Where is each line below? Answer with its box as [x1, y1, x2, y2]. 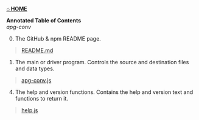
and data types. [15, 65, 55, 72]
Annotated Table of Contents [6, 17, 82, 24]
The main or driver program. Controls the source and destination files [15, 59, 189, 65]
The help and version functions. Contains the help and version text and [15, 88, 194, 96]
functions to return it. [15, 95, 69, 102]
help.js [21, 107, 38, 114]
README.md [21, 47, 54, 54]
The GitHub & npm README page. [15, 35, 102, 42]
